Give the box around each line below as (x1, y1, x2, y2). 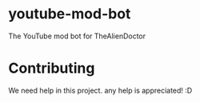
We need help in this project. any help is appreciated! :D (8, 85, 193, 95)
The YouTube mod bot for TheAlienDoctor (8, 31, 146, 41)
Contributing (8, 59, 95, 77)
